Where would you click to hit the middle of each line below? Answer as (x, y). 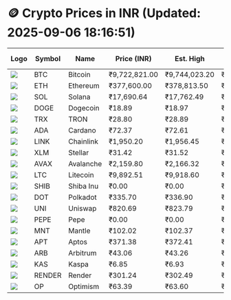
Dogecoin (84, 108)
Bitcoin (79, 74)
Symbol (48, 58)
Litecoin (81, 174)
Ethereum (84, 85)
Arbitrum (82, 253)
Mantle (79, 231)
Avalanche (85, 163)
